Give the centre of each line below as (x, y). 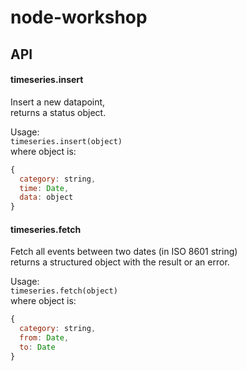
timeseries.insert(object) (66, 141)
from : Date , (44, 338)
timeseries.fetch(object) (64, 291)
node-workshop (79, 17)
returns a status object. (58, 112)
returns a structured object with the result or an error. (120, 262)
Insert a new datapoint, (58, 102)
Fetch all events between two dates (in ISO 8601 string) (124, 252)
